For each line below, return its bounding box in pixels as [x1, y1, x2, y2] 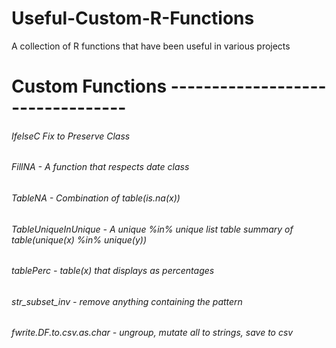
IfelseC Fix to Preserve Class [11, 130, 131, 142]
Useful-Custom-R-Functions [11, 7, 255, 30]
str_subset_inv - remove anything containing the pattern [11, 295, 243, 307]
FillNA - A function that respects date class [11, 161, 190, 173]
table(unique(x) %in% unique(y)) [11, 233, 148, 246]
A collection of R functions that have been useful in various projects [11, 40, 291, 52]
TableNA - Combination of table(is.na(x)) [11, 192, 181, 204]
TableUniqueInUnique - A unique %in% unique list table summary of [11, 223, 294, 235]
